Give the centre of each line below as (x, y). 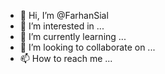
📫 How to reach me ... (66, 58)
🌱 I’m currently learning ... (73, 36)
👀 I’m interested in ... (62, 26)
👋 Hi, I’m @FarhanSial (64, 15)
